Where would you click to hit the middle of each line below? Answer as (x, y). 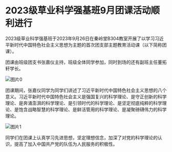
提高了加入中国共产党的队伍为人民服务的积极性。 (66, 144)
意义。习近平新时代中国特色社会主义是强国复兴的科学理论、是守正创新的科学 (86, 96)
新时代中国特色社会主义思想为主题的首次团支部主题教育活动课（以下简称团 (88, 45)
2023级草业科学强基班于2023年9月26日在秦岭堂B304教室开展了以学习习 (82, 38)
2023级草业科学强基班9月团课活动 (78, 10)
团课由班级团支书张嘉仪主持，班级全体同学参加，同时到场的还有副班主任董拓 (86, 62)
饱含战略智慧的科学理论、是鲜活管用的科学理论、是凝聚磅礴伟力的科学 (93, 109)
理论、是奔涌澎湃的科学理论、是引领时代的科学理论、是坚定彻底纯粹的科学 (84, 103)
